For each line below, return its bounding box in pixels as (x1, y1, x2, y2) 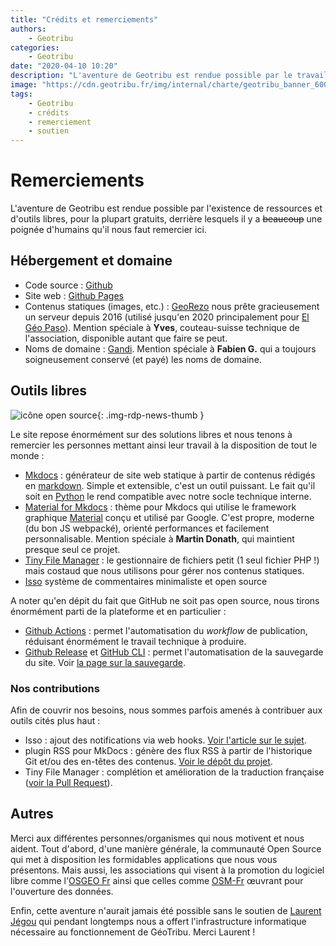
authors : (10, 24, 47, 34)
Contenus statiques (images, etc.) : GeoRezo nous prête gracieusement (24, 300, 320, 312)
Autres (10, 806, 54, 823)
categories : (10, 42, 60, 53)
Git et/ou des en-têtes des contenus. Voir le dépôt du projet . (24, 755, 273, 767)
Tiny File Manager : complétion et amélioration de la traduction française (24, 766, 325, 778)
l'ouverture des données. (10, 885, 114, 897)
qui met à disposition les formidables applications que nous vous (10, 853, 278, 865)
